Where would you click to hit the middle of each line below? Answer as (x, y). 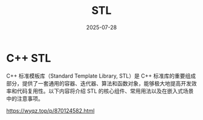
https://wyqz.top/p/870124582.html (50, 110)
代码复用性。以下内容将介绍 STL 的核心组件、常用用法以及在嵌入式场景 (105, 91)
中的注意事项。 (25, 98)
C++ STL (29, 58)
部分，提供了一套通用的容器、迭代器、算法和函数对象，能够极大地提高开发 (99, 83)
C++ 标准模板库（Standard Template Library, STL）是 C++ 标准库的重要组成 (101, 76)
